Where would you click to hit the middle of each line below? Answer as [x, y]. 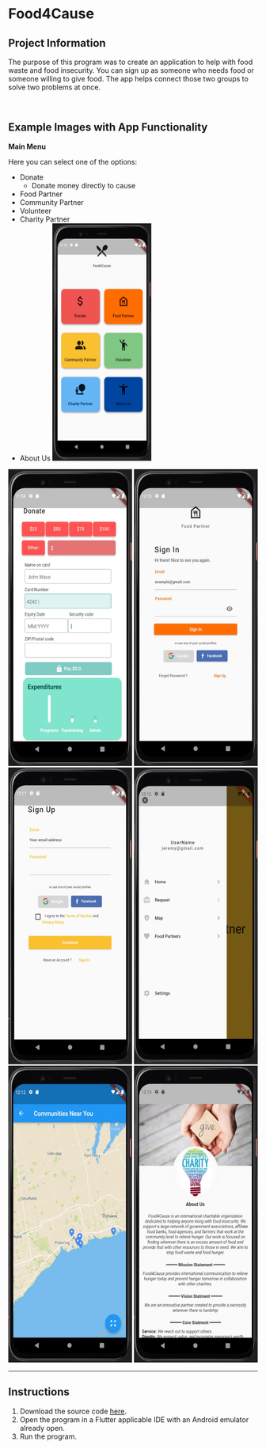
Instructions [39, 1392]
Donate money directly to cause [84, 185]
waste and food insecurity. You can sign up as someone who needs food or [131, 70]
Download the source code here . [73, 1411]
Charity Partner [45, 219]
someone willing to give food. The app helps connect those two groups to [129, 79]
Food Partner [41, 194]
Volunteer [36, 211]
